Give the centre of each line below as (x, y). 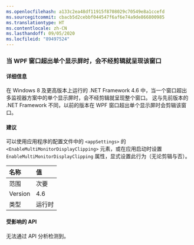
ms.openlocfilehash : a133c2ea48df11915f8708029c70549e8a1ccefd (86, 12)
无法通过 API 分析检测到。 (38, 236)
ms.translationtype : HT (35, 22)
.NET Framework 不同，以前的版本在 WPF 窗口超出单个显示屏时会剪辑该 (94, 105)
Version (20, 194)
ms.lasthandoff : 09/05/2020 (41, 34)
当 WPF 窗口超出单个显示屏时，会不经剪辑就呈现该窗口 (84, 61)
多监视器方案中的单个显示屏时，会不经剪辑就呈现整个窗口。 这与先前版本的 (97, 98)
